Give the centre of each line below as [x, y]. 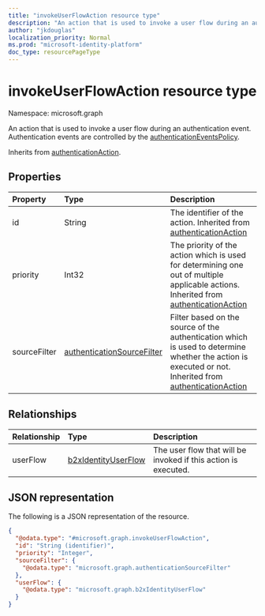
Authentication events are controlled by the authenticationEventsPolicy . [124, 137]
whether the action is [209, 356]
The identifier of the [207, 212]
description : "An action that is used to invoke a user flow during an [128, 23]
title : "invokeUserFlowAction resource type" [84, 15]
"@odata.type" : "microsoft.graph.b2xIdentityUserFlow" [114, 590]
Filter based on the [205, 317]
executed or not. [200, 366]
